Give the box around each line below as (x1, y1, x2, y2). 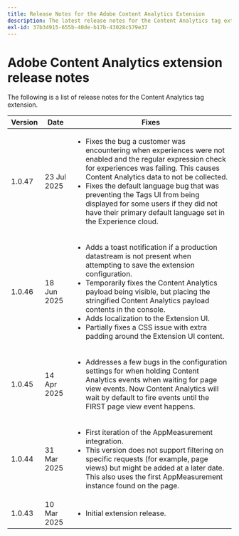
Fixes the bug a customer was (85, 137, 186, 147)
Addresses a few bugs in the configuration (85, 357, 228, 367)
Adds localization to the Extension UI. (85, 314, 210, 324)
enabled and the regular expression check (85, 154, 226, 164)
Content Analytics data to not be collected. (85, 172, 228, 182)
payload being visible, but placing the (85, 287, 211, 297)
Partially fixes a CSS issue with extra (85, 322, 208, 332)
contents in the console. (85, 305, 166, 315)
